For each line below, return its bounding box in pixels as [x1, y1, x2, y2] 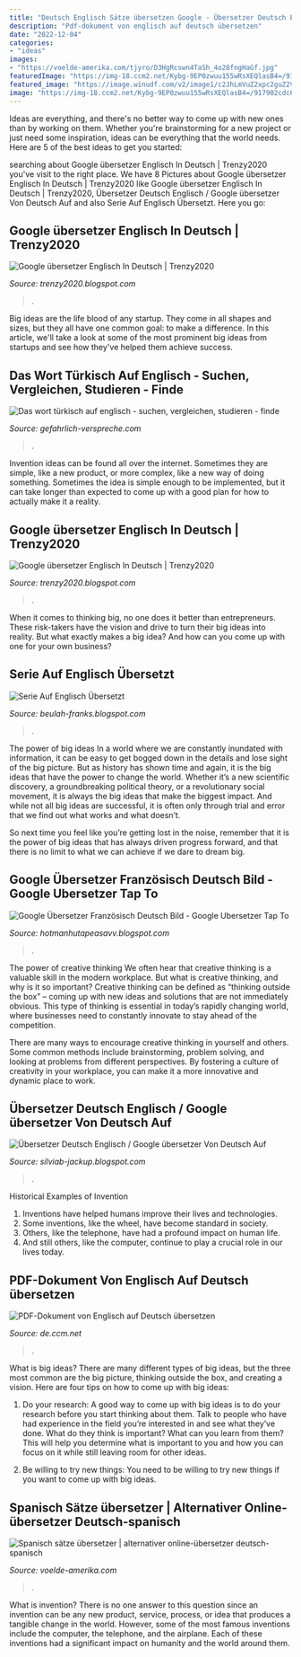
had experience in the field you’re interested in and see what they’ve [21, 1418, 276, 1429]
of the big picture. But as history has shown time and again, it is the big [9, 762, 271, 772]
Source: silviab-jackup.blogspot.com [9, 1156, 146, 1168]
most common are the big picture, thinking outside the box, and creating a [9, 1372, 283, 1383]
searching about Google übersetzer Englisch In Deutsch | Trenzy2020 [9, 159, 268, 170]
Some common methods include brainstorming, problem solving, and [9, 1046, 264, 1057]
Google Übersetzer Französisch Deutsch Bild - [9, 872, 273, 887]
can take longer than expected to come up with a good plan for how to [9, 487, 270, 498]
